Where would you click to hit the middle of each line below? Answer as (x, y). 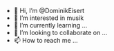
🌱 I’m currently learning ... (50, 25)
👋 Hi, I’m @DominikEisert (49, 11)
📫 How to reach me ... (46, 40)
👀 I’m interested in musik (49, 18)
